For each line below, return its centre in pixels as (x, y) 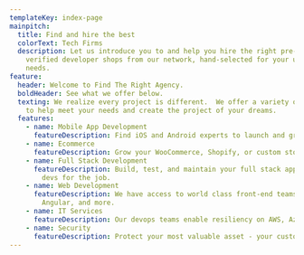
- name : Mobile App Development (86, 127)
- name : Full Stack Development (86, 161)
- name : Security (58, 228)
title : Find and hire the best (76, 34)
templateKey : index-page (56, 18)
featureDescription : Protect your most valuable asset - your (153, 236)
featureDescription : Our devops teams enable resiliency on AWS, (159, 219)
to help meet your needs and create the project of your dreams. (152, 110)
